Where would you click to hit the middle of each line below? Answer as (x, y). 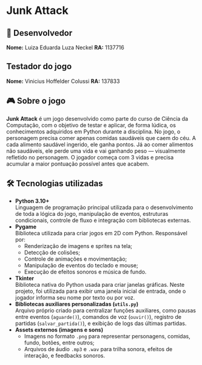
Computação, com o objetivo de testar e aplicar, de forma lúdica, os (91, 125)
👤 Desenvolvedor (39, 33)
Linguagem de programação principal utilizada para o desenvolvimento (104, 207)
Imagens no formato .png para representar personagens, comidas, (107, 337)
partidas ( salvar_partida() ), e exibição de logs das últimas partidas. (101, 323)
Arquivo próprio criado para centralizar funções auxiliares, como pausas (105, 310)
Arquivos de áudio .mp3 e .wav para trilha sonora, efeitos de (98, 349)
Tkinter (25, 278)
